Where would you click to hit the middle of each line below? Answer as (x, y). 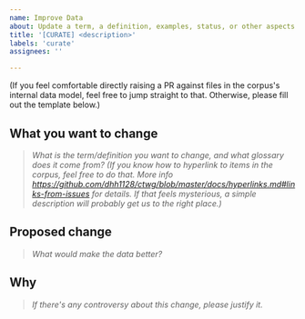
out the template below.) (55, 105)
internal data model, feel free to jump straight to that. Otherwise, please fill (149, 95)
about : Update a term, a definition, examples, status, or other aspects (152, 26)
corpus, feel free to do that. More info (102, 174)
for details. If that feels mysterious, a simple (174, 194)
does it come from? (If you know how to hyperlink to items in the (152, 164)
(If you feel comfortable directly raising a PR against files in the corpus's (145, 85)
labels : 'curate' (42, 43)
